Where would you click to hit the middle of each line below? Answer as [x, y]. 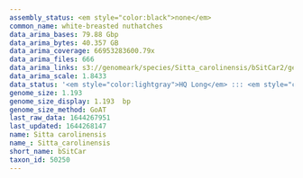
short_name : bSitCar [48, 151]
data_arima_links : [44, 68]
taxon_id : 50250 [40, 160]
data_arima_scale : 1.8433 [58, 76]
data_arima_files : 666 [52, 59]
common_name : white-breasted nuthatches [87, 26]
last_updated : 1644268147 [58, 127]
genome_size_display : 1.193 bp [70, 101]
